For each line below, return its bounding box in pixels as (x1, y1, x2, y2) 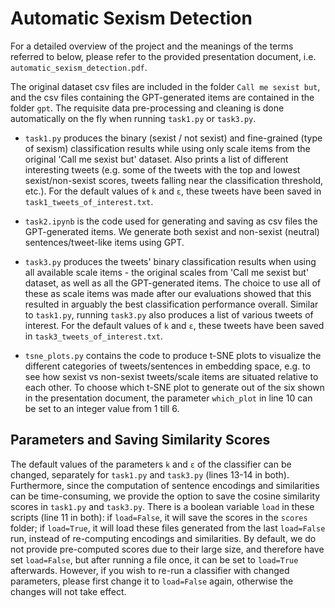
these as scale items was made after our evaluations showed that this (24, 287, 312, 299)
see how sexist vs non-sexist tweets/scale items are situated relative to (24, 370, 319, 382)
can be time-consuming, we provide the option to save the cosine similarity (10, 490, 321, 502)
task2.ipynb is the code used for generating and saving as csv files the (24, 215, 318, 227)
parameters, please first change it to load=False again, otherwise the (10, 575, 294, 587)
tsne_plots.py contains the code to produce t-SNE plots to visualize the (24, 349, 322, 361)
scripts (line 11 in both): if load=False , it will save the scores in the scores (10, 511, 308, 523)
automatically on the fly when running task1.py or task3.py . (10, 112, 257, 124)
